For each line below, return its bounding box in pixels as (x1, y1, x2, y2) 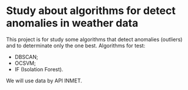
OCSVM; (14, 60, 37, 67)
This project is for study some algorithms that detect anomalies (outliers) (6, 36, 183, 43)
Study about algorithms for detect (6, 4, 176, 18)
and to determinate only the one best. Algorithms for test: (6, 42, 146, 49)
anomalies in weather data (6, 16, 138, 30)
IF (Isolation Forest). (14, 65, 64, 72)
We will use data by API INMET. (6, 77, 83, 84)
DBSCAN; (14, 53, 38, 60)
